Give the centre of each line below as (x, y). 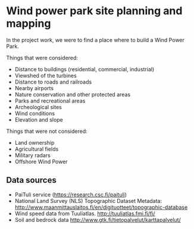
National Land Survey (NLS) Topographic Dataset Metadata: (88, 201)
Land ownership (35, 142)
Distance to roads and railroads (53, 82)
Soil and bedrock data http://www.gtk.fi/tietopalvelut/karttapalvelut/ (98, 220)
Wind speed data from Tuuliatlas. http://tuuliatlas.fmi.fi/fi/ (85, 213)
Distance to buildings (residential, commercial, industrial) (85, 69)
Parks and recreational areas (50, 101)
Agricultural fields (37, 149)
